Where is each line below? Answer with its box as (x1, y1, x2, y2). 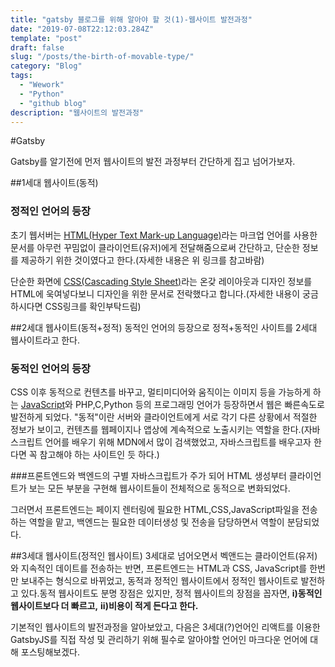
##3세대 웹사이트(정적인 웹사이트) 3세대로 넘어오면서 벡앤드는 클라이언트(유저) (10, 549, 318, 561)
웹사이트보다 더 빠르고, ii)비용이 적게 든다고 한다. (10, 599, 199, 611)
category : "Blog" (10, 61, 83, 71)
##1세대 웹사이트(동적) (10, 177, 99, 189)
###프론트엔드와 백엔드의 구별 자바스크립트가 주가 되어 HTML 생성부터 (10, 469, 287, 481)
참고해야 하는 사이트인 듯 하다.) (39, 448, 160, 460)
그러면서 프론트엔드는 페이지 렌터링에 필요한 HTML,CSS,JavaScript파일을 (10, 503, 300, 515)
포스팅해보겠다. (20, 646, 81, 658)
